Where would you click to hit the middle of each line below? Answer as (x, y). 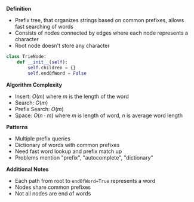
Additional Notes (27, 169)
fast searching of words (44, 27)
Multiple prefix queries (42, 138)
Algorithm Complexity (34, 85)
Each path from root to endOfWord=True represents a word (85, 180)
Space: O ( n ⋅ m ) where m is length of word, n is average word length (99, 115)
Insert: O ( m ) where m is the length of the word (72, 96)
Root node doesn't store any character (62, 45)
